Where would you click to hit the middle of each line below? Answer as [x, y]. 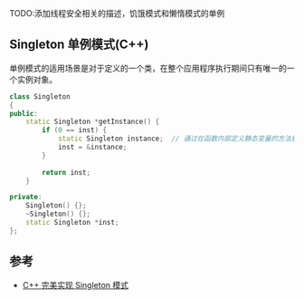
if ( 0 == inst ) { [74, 130]
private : [26, 198]
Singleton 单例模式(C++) [79, 45]
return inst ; [66, 172]
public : [24, 113]
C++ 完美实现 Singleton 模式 [76, 285]
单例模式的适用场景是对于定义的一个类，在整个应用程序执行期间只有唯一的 [148, 68]
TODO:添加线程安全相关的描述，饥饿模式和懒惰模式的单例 [117, 13]
